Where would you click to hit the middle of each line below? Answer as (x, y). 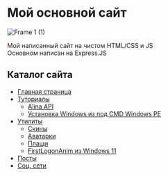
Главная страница (44, 91)
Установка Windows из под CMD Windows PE (94, 113)
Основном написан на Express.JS (57, 53)
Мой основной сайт (67, 13)
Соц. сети (32, 166)
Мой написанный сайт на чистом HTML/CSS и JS (80, 45)
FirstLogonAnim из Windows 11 (72, 150)
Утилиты (30, 121)
